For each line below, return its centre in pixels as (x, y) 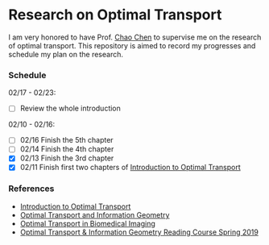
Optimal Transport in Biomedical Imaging (87, 223)
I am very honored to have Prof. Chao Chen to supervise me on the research (135, 37)
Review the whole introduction (70, 108)
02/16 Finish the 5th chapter (67, 140)
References (31, 189)
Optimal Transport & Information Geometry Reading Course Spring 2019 (139, 232)
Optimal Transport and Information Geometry (95, 214)
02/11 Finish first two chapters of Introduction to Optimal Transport (130, 168)
